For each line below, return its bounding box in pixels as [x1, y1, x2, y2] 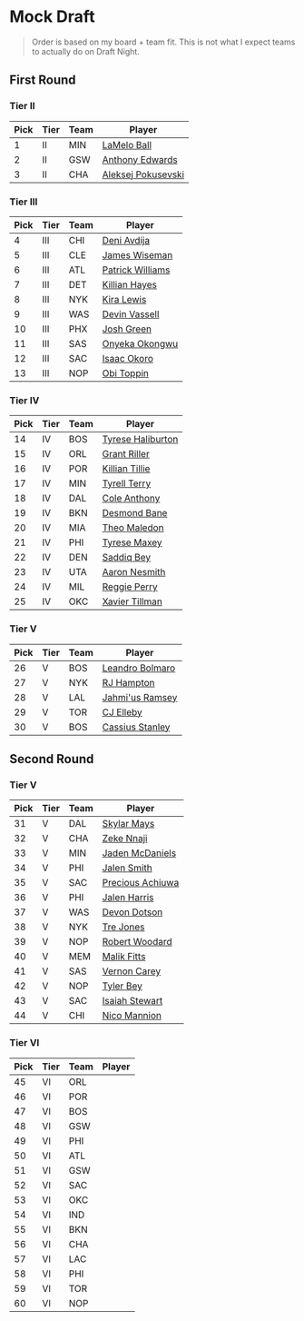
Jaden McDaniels [102, 847, 177, 859]
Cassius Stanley [102, 720, 171, 733]
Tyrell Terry [102, 477, 152, 490]
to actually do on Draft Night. [31, 45, 141, 56]
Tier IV [9, 393, 40, 406]
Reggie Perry [102, 581, 158, 593]
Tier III [9, 195, 38, 208]
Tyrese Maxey [102, 536, 162, 549]
